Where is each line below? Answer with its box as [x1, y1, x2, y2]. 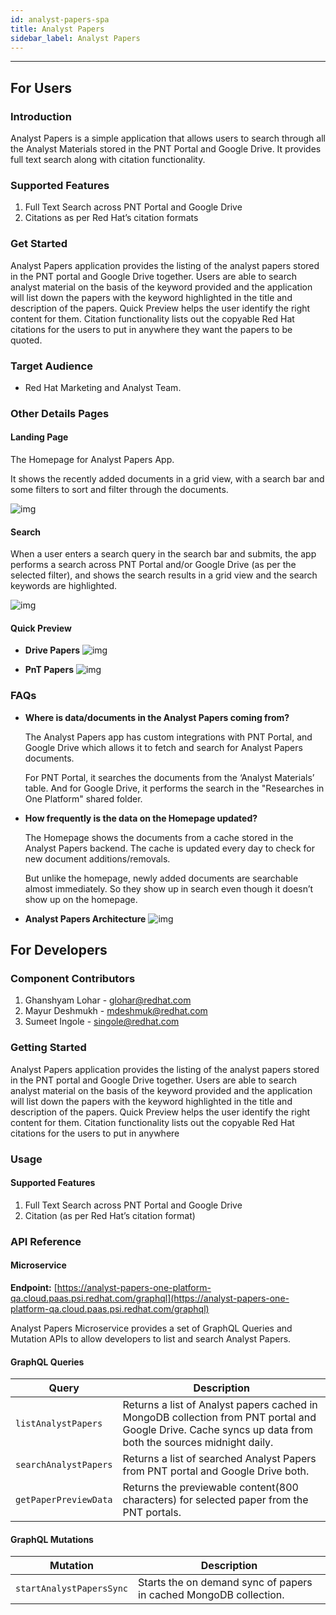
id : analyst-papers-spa [10, 14, 110, 25]
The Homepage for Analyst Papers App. [10, 454, 175, 466]
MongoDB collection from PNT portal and [122, 1411, 317, 1425]
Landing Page [10, 431, 69, 443]
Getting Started [10, 1041, 87, 1055]
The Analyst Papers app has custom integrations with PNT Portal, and [24, 731, 313, 743]
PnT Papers [24, 664, 74, 676]
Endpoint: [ [10, 1282, 58, 1294]
